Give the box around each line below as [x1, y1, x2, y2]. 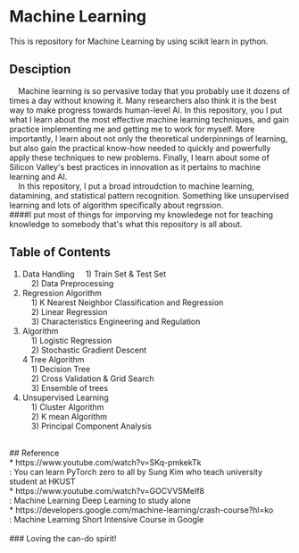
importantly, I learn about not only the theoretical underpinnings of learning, [9, 132, 288, 144]
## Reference [9, 447, 60, 458]
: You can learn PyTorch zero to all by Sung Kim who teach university [9, 466, 263, 477]
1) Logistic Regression [30, 335, 112, 345]
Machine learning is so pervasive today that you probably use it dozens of [17, 85, 290, 96]
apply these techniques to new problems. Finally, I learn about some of [9, 152, 270, 163]
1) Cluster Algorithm [30, 401, 104, 413]
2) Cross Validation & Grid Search [30, 373, 154, 384]
